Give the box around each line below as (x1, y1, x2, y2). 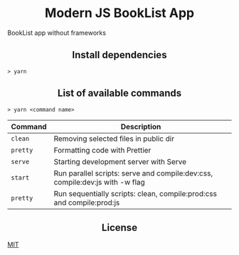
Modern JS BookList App (45, 5, 194, 21)
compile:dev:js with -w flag (53, 177, 146, 187)
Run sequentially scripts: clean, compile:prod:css (53, 188, 217, 198)
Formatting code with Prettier (53, 145, 152, 155)
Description (120, 121, 161, 131)
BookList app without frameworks (7, 28, 107, 37)
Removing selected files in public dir (53, 134, 175, 143)
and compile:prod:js (53, 197, 120, 207)
